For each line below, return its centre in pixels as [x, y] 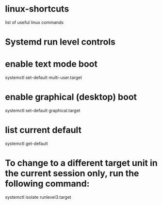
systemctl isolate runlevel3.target [38, 197]
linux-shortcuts [37, 9]
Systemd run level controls [60, 42]
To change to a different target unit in [81, 163]
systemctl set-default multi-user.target [44, 78]
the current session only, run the [72, 173]
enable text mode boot [51, 64]
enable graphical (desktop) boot [71, 97]
